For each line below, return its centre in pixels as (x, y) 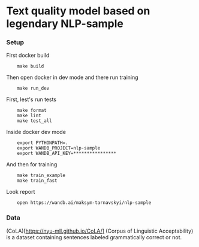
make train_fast (37, 181)
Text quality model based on (78, 11)
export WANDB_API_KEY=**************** (67, 154)
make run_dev (33, 89)
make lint (29, 116)
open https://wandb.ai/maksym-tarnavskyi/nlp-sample (84, 203)
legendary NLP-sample (65, 24)
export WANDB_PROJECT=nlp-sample (59, 148)
